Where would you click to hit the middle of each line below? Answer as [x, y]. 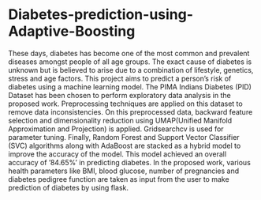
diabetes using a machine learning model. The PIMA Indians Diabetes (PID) [130, 87]
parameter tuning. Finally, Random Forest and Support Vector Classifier [124, 137]
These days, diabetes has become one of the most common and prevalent [129, 53]
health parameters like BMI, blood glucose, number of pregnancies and [123, 171]
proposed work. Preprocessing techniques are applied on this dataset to [125, 104]
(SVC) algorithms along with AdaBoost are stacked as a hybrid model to [125, 145]
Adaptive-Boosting [72, 31]
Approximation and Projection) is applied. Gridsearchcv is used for [116, 129]
